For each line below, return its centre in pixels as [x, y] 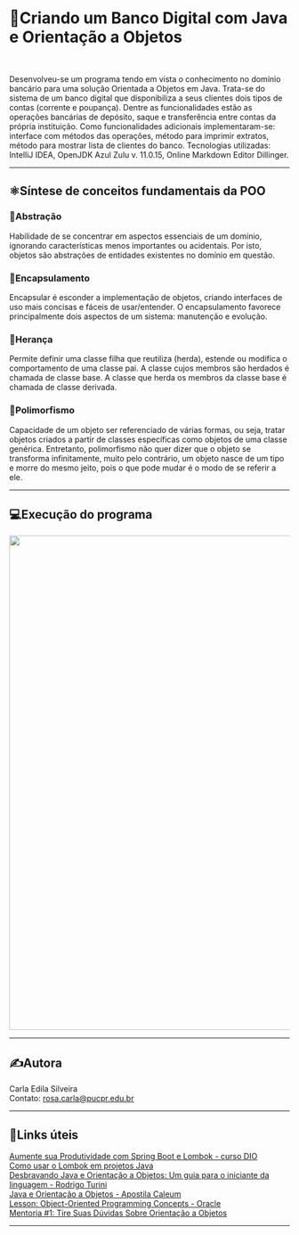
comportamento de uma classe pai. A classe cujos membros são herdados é [149, 368]
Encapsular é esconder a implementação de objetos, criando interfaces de [146, 297]
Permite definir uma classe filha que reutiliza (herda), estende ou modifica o [148, 359]
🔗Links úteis [44, 1135]
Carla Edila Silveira [44, 1089]
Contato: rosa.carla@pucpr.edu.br [72, 1099]
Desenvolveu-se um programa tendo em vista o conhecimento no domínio [145, 78]
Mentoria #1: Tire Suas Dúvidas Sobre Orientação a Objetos [118, 1213]
